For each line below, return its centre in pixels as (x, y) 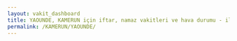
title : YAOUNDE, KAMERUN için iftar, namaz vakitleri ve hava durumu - (115, 20)
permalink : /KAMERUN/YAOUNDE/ (52, 26)
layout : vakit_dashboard (44, 14)
